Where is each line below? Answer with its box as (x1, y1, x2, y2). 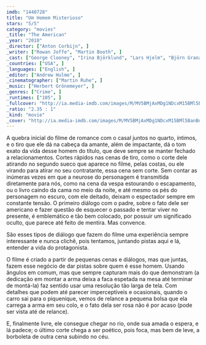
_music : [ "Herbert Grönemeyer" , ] (6, 83, 95, 90)
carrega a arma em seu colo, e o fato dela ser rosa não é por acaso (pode (6, 301, 193, 309)
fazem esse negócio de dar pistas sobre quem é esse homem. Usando (6, 262, 185, 270)
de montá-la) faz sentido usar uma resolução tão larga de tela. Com (6, 282, 177, 289)
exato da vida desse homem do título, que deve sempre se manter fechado (6, 147, 196, 155)
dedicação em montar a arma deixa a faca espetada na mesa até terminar (6, 276, 193, 283)
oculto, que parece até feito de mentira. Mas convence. (6, 219, 147, 227)
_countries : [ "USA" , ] (6, 60, 64, 66)
